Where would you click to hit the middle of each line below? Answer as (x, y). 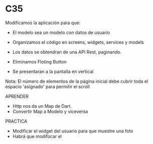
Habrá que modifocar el (37, 136)
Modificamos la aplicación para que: (43, 23)
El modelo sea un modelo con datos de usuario (61, 32)
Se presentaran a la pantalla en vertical (53, 71)
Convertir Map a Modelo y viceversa (50, 111)
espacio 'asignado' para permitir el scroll (48, 87)
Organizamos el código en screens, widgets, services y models (78, 42)
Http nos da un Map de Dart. (42, 106)
